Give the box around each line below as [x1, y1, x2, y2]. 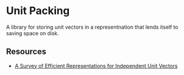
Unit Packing [6, 4, 70, 18]
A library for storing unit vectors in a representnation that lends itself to [6, 23, 179, 30]
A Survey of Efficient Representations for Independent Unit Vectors [14, 62, 178, 69]
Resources [6, 47, 47, 57]
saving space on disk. [6, 29, 59, 36]
